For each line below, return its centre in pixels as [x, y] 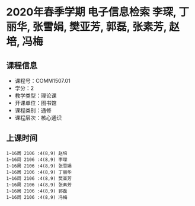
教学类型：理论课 [36, 96]
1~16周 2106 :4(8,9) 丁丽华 [39, 172]
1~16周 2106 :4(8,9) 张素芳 [39, 185]
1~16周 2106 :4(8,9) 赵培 [37, 153]
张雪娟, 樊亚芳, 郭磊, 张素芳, [100, 27]
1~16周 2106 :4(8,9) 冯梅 [37, 197]
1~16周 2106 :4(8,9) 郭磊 [37, 191]
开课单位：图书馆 [36, 103]
